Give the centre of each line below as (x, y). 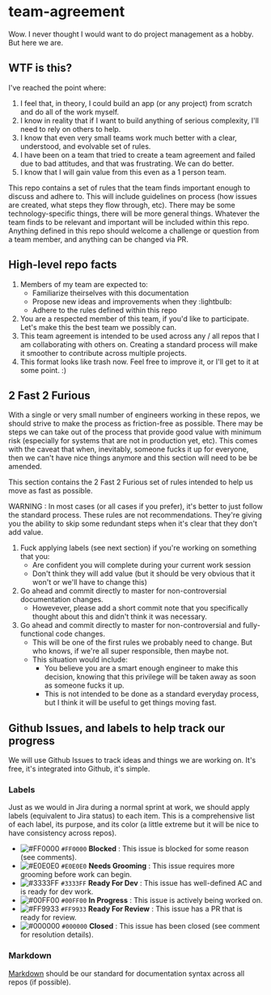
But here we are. (36, 42)
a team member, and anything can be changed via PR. (98, 239)
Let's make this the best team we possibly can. (98, 327)
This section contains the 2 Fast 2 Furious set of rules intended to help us (131, 482)
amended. (25, 467)
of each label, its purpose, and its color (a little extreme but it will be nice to (133, 824)
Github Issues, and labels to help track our (117, 728)
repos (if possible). (40, 982)
